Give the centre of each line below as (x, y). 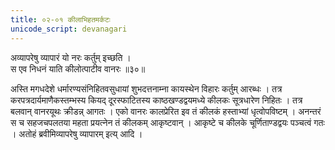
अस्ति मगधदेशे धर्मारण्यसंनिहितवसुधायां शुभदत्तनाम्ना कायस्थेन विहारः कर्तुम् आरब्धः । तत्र (146, 88)
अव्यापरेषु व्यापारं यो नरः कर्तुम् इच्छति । (71, 57)
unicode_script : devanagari (69, 29)
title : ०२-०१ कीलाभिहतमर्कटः (60, 19)
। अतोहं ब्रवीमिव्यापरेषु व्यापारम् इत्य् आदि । (76, 133)
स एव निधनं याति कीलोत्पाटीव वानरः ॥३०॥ (78, 68)
